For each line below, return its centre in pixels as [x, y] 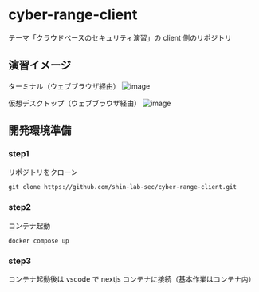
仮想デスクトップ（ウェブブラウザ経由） [75, 103]
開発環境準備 [40, 130]
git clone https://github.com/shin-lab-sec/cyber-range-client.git [123, 187]
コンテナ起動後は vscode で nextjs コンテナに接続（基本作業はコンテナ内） [132, 279]
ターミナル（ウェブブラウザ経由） [64, 86]
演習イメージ [40, 65]
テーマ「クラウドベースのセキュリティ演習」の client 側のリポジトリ [120, 37]
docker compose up [39, 241]
